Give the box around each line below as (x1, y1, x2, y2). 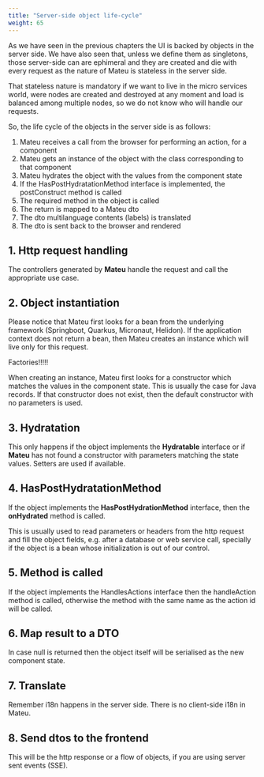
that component (19, 162, 72, 172)
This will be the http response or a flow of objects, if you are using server (8, 752, 246, 761)
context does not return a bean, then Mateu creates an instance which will (8, 334, 250, 344)
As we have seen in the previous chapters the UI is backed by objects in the (8, 40, 255, 50)
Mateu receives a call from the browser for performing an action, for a (19, 137, 247, 146)
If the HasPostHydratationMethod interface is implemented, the (19, 179, 226, 188)
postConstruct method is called (19, 187, 122, 197)
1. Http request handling (8, 243, 128, 257)
